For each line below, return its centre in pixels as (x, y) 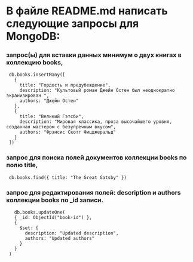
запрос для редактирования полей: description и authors (94, 192)
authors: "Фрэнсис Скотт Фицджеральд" (68, 132)
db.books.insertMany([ (37, 75)
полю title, (22, 165)
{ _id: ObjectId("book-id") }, (53, 218)
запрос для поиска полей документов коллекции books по (96, 158)
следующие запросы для (73, 24)
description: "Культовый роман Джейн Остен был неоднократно (97, 91)
